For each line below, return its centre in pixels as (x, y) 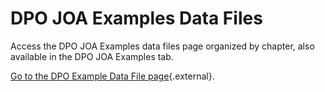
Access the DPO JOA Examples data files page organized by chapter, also (162, 46)
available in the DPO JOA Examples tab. (92, 56)
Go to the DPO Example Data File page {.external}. (112, 76)
